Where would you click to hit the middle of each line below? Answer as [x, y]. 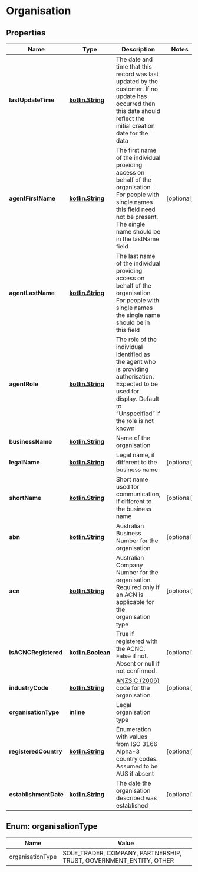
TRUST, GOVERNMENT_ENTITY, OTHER [118, 860]
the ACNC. [131, 649]
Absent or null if [138, 663]
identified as [133, 354]
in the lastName [138, 239]
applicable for [135, 602]
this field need [136, 209]
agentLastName [32, 293]
